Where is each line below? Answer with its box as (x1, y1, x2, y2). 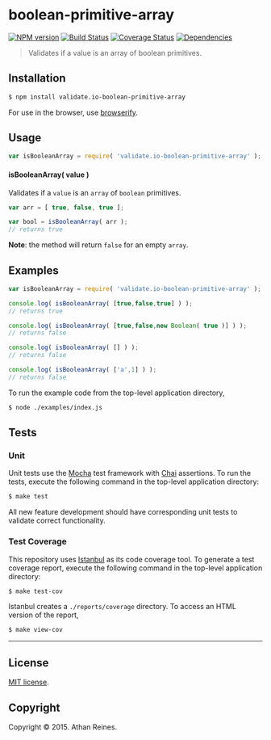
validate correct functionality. (8, 515, 106, 526)
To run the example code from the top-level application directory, (8, 388, 225, 397)
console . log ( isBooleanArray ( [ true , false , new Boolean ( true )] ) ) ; (8, 322, 248, 330)
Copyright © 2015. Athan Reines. (8, 721, 118, 732)
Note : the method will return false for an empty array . (8, 240, 189, 250)
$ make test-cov (8, 587, 63, 595)
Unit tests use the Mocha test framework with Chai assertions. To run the (8, 469, 252, 478)
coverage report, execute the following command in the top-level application (8, 563, 263, 573)
